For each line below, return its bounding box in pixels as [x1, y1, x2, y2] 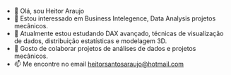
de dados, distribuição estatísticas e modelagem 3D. [13, 37, 167, 45]
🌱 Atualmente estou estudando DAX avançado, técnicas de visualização [13, 29, 224, 37]
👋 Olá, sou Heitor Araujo [13, 7, 85, 15]
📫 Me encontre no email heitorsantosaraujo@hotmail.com [13, 60, 184, 68]
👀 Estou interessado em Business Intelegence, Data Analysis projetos [13, 14, 216, 23]
